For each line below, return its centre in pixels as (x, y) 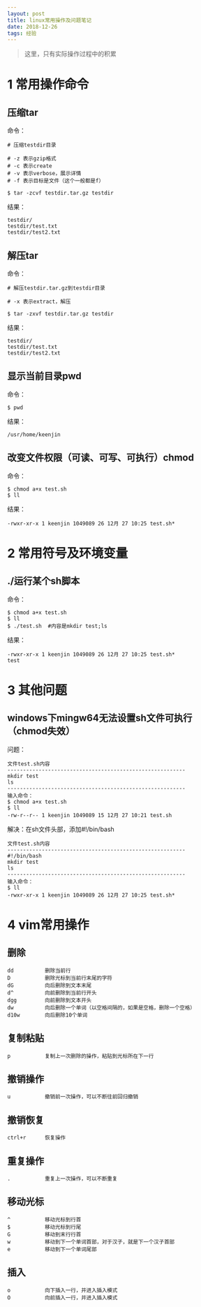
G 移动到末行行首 (44, 1234)
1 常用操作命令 (48, 85)
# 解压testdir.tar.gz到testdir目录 (57, 288)
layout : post (26, 14)
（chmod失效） (41, 731)
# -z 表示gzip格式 (32, 159)
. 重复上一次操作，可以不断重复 (62, 1179)
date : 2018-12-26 (32, 27)
